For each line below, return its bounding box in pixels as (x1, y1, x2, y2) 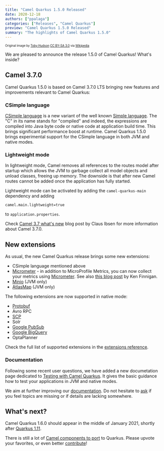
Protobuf (12, 303, 30, 309)
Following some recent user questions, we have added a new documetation (5, 368, 158, 374)
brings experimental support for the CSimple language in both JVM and (5, 134, 150, 140)
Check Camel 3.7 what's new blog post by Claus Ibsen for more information (5, 221, 158, 227)
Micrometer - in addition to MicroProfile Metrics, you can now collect (12, 268, 152, 274)
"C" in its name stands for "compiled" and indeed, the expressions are (5, 118, 147, 124)
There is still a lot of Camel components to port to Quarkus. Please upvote (5, 435, 155, 441)
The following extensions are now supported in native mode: (5, 294, 128, 300)
